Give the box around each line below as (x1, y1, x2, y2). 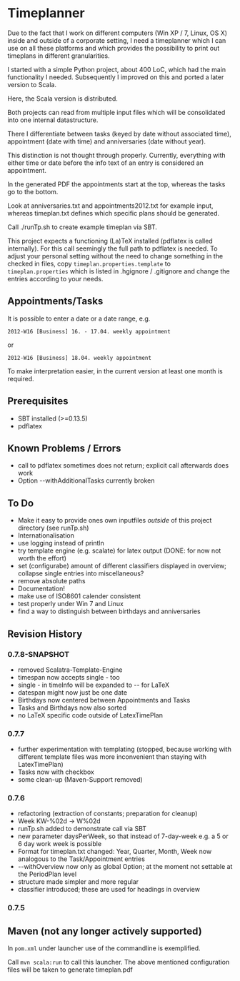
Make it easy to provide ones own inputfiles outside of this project (17, 516, 212, 525)
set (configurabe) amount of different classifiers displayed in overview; (17, 562, 227, 570)
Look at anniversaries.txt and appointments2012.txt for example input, (7, 201, 214, 210)
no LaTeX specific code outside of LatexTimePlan (17, 710, 163, 719)
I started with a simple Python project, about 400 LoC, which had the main (7, 65, 226, 74)
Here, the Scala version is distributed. (7, 94, 118, 103)
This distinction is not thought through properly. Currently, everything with (7, 151, 226, 159)
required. (7, 374, 34, 383)
